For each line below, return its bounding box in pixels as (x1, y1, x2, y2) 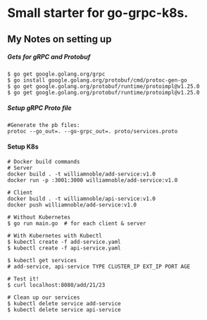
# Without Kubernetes (7, 214, 71, 221)
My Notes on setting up (7, 33, 112, 45)
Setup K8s (7, 142, 39, 151)
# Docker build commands (7, 158, 80, 165)
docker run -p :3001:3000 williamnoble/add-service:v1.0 (7, 176, 178, 184)
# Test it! (7, 275, 39, 283)
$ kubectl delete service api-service (7, 306, 121, 313)
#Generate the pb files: (7, 121, 80, 128)
